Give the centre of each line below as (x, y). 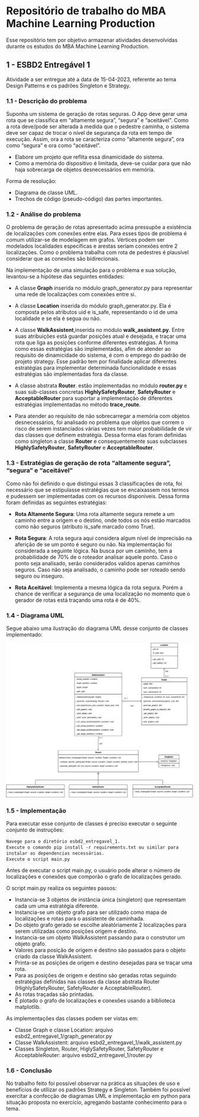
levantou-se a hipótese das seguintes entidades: (65, 277)
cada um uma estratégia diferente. (57, 906)
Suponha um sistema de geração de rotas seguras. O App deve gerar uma (97, 114)
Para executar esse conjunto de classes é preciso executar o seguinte (92, 824)
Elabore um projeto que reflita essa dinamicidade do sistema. (89, 157)
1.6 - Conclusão (29, 1071)
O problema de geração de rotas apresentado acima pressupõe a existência (99, 227)
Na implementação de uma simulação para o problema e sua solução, (91, 270)
